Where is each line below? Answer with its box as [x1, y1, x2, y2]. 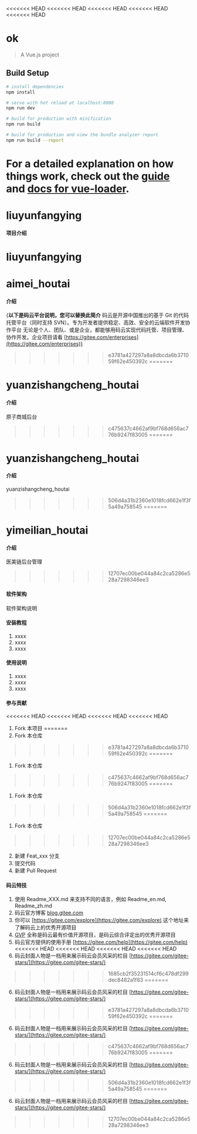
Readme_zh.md [14, 902, 53, 909]
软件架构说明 [6, 605, 37, 612]
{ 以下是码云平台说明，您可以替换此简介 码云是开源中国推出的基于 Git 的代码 [6, 312, 189, 319]
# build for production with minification [6, 116, 111, 122]
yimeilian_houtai [6, 524, 89, 537]
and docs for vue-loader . [6, 182, 130, 195]
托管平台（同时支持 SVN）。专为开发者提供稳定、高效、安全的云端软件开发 [6, 319, 186, 326]
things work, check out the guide [6, 170, 170, 183]
